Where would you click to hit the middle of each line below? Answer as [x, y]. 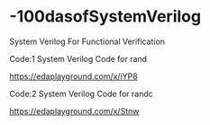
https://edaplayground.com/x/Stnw [74, 111]
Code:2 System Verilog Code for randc [81, 94]
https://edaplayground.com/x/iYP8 [73, 76]
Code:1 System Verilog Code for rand [78, 58]
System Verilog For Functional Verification [87, 41]
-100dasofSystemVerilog [105, 17]
